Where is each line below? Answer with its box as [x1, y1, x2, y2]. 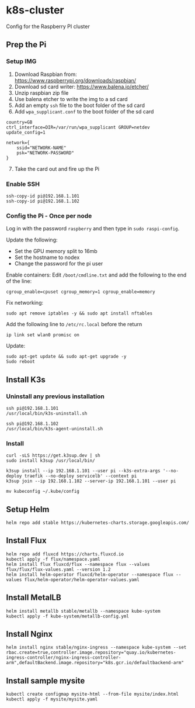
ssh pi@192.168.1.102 [6, 420, 59, 427]
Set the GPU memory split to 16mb [14, 248, 97, 255]
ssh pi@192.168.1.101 [6, 405, 59, 411]
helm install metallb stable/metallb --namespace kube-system [6, 608, 161, 614]
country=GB [6, 119, 33, 125]
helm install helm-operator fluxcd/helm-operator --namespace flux [6, 571, 174, 578]
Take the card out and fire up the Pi [14, 165, 100, 172]
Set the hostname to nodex [14, 254, 80, 261]
